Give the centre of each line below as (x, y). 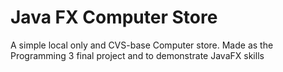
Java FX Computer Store (114, 17)
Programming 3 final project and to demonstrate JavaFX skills (137, 55)
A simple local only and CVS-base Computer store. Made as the (142, 45)
